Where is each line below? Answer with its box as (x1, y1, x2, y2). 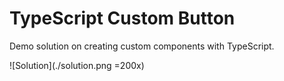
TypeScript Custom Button (9, 7, 236, 30)
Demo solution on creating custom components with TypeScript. (9, 40, 275, 52)
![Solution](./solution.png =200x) (9, 59, 145, 71)
